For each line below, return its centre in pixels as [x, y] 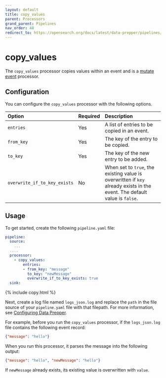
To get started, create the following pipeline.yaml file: [60, 228]
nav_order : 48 [20, 28]
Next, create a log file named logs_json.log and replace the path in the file [81, 302]
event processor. [22, 76]
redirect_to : [19, 33]
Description [119, 116]
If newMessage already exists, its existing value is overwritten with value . [77, 370]
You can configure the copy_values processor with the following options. [79, 104]
